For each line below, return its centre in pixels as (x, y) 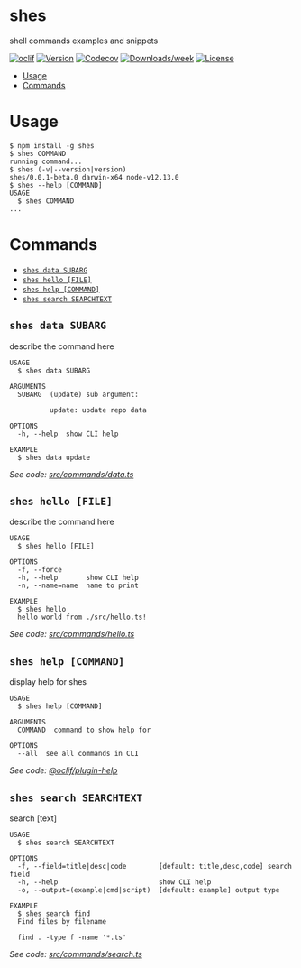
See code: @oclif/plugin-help (64, 770)
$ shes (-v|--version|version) (68, 169)
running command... (46, 161)
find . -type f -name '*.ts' (72, 938)
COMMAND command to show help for (84, 730)
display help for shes (48, 682)
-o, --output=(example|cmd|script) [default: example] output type (149, 890)
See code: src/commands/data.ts (72, 474)
